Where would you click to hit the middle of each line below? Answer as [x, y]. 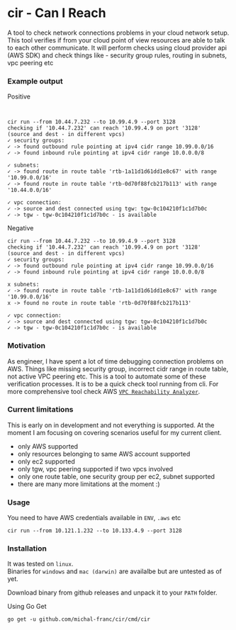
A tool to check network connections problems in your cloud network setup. [118, 33]
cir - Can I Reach [57, 13]
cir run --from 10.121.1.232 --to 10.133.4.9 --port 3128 [95, 531]
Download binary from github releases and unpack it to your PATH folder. [112, 592]
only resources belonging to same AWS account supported [104, 454]
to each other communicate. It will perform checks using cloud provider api [117, 47]
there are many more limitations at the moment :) [89, 484]
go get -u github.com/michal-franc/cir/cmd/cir [79, 619]
